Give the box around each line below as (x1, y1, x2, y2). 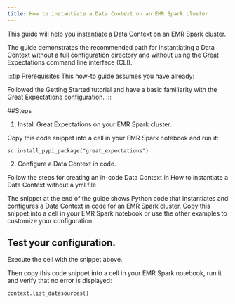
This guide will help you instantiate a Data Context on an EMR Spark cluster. (7, 29, 227, 38)
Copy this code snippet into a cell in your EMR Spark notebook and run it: (7, 133, 219, 142)
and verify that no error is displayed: (7, 277, 112, 285)
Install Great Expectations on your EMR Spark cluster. (17, 120, 172, 128)
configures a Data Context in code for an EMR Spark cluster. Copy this (7, 201, 210, 210)
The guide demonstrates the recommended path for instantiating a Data (7, 43, 215, 51)
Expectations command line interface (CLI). (7, 58, 133, 67)
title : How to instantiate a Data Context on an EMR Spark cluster (7, 10, 209, 18)
